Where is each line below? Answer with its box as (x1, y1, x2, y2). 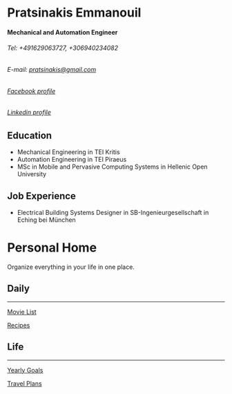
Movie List (7, 308, 37, 316)
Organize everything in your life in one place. (7, 263, 135, 271)
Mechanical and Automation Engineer (7, 28, 118, 36)
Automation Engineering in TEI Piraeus (17, 156, 127, 164)
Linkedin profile (7, 109, 52, 117)
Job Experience (7, 190, 76, 202)
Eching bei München (17, 216, 76, 224)
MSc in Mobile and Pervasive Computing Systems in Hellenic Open (17, 162, 209, 171)
